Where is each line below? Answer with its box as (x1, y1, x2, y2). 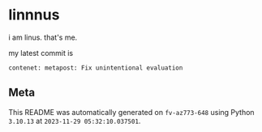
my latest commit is (8, 48, 74, 57)
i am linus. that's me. (8, 32, 78, 42)
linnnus (8, 6, 60, 24)
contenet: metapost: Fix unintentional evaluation (8, 63, 183, 72)
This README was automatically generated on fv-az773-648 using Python (8, 107, 255, 117)
